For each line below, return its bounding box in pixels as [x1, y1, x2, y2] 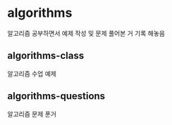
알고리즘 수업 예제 [7, 69, 56, 78]
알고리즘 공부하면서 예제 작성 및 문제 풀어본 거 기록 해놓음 [7, 29, 166, 37]
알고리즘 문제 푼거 [7, 110, 56, 118]
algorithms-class [7, 50, 85, 62]
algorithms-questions [7, 90, 106, 103]
